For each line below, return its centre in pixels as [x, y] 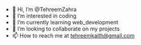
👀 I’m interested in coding [44, 16]
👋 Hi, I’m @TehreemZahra [44, 9]
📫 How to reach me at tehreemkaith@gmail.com [73, 36]
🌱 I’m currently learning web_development [65, 22]
